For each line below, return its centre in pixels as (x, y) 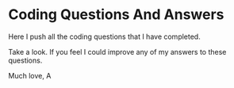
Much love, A (30, 75)
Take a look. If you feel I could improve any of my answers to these (117, 52)
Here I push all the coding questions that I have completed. (104, 36)
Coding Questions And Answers (116, 15)
